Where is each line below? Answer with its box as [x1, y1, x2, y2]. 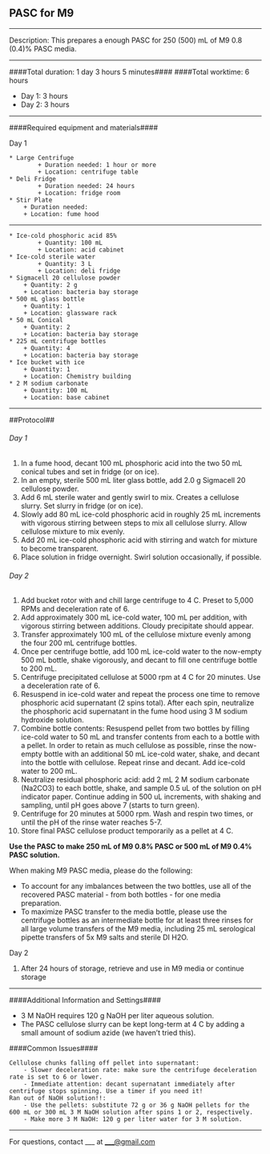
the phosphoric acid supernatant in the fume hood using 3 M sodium [20, 706, 248, 716]
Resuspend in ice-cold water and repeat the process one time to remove [20, 690, 260, 699]
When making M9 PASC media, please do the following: [9, 865, 193, 875]
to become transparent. [20, 544, 99, 554]
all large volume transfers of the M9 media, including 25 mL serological [20, 924, 256, 934]
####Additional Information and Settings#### [9, 996, 161, 1005]
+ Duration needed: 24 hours [38, 182, 135, 190]
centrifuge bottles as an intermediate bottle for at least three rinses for [20, 915, 253, 925]
